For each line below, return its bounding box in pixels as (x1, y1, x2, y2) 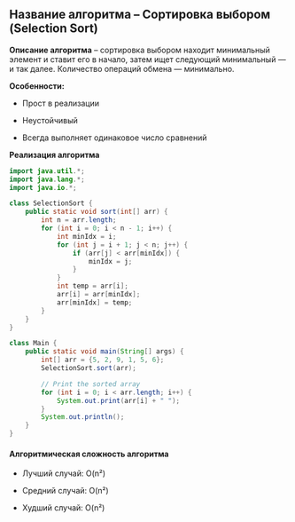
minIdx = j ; (88, 257, 133, 265)
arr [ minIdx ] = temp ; (56, 297, 133, 307)
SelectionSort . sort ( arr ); (41, 364, 137, 373)
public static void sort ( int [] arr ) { (25, 208, 168, 217)
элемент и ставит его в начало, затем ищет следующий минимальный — (9, 53, 286, 65)
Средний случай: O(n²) (21, 486, 109, 496)
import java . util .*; (9, 166, 86, 176)
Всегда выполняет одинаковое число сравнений (21, 132, 207, 143)
